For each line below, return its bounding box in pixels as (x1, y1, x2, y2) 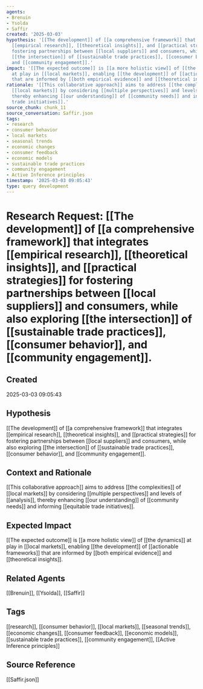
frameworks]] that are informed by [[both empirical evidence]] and (6, 549, 172, 557)
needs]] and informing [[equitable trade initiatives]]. (6, 503, 135, 510)
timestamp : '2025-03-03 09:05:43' (6, 178, 94, 184)
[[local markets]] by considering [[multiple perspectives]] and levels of (6, 490, 182, 497)
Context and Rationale (6, 467, 92, 478)
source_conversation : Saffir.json (6, 110, 94, 116)
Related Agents (6, 573, 65, 584)
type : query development (6, 183, 69, 189)
